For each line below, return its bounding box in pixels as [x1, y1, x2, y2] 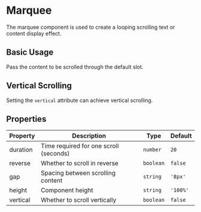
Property [9, 132, 35, 140]
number [142, 147, 162, 153]
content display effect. [6, 29, 62, 37]
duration [9, 145, 33, 154]
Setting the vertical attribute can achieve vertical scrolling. [6, 97, 153, 104]
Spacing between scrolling [41, 169, 116, 177]
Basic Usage [6, 47, 54, 58]
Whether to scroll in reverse [41, 159, 118, 168]
